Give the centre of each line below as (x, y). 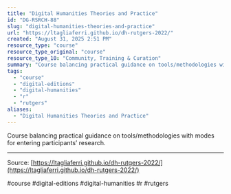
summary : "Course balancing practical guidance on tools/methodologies (112, 65)
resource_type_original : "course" (57, 52)
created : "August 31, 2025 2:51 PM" (59, 39)
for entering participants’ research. (56, 142)
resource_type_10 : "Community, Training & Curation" (84, 58)
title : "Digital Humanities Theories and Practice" (82, 13)
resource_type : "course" (43, 45)
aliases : (20, 109)
